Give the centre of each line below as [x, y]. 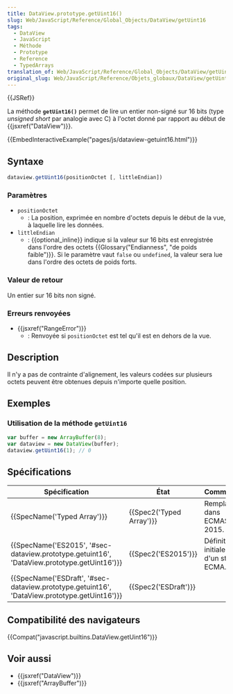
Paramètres [27, 195]
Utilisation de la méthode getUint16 [67, 423]
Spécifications [39, 472]
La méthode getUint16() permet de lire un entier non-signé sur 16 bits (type [115, 111]
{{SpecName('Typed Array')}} [59, 516]
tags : [15, 26]
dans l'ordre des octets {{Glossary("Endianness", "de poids [112, 247]
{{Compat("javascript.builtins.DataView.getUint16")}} [83, 637]
